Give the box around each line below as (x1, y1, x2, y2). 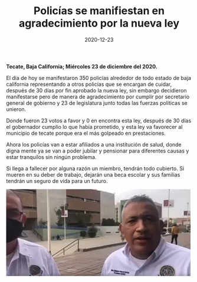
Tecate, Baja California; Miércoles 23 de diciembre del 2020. (6, 63, 158, 70)
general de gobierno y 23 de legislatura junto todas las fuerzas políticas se (6, 99, 188, 107)
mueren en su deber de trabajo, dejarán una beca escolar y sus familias (6, 171, 180, 178)
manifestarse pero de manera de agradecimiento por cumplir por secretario (6, 93, 190, 100)
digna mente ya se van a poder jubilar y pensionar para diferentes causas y (6, 147, 189, 154)
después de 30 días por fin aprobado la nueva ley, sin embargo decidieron (6, 87, 187, 94)
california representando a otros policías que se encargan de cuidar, (6, 81, 172, 88)
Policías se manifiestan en (33, 4, 165, 18)
